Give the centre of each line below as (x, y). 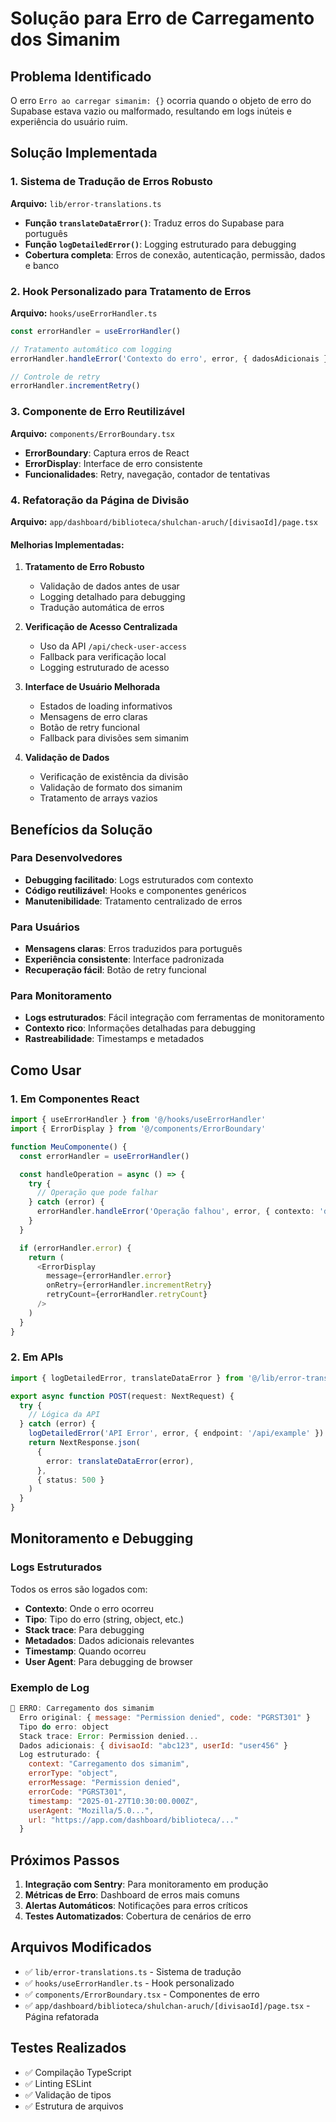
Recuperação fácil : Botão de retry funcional (115, 970)
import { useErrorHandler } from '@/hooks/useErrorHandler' (138, 1120)
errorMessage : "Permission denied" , (105, 1783)
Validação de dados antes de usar (109, 586)
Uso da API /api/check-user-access (113, 646)
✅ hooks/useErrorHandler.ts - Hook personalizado (129, 1983)
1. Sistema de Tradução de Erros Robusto (111, 182)
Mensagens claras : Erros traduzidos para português (133, 949)
